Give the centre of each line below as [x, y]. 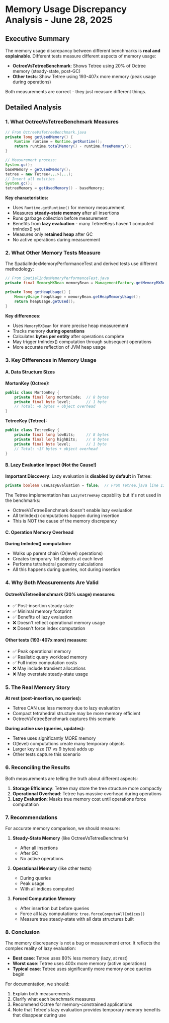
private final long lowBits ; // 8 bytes [62, 435]
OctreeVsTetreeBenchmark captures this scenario [64, 719]
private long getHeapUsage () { [38, 292]
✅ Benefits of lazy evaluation [43, 617]
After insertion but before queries [55, 908]
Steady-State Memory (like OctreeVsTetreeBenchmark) [70, 838]
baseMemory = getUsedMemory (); [38, 169]
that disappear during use [39, 1015]
